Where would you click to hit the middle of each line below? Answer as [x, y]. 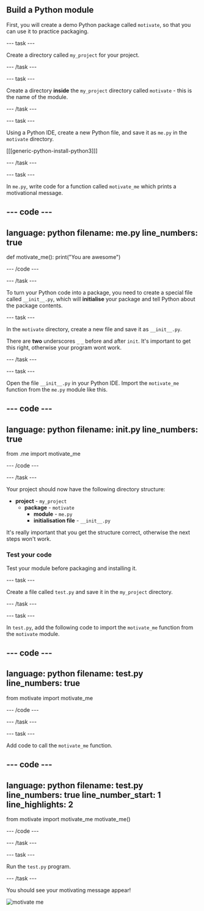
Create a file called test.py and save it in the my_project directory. [89, 591]
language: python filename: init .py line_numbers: [102, 429]
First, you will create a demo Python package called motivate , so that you [99, 24]
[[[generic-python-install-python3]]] [52, 151]
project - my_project [41, 501]
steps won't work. [29, 539]
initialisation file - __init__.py [72, 521]
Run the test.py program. [39, 866]
